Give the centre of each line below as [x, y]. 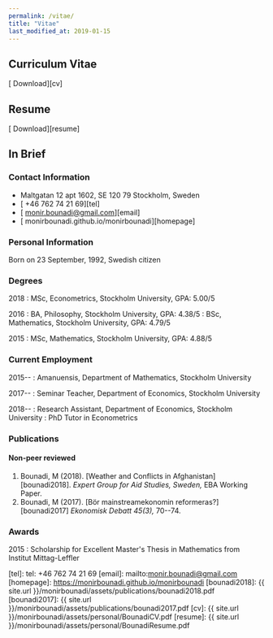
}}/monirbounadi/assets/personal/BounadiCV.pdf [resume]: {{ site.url [124, 617]
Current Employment [51, 360]
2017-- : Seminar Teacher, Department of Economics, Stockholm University [134, 393]
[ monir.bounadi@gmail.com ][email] [80, 212]
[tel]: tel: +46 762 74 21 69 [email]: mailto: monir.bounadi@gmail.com [123, 573]
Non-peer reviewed [42, 458]
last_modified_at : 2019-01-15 [60, 31]
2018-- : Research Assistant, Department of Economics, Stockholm [121, 409]
